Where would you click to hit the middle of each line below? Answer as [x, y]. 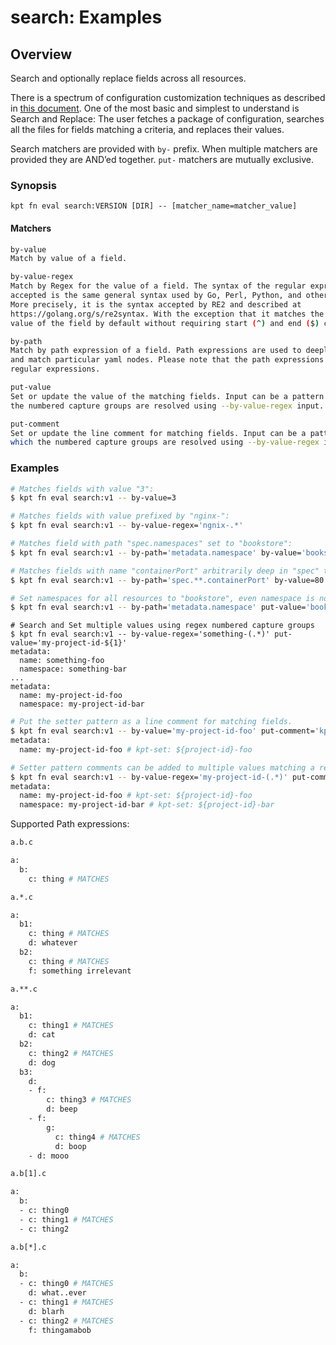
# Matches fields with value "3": [82, 489]
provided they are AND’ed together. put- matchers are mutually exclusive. [162, 159]
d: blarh [46, 1311]
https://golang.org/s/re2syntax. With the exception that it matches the [167, 314]
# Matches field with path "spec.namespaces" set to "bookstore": [151, 544]
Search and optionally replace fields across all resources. [128, 78]
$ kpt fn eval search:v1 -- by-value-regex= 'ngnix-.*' [127, 526]
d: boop [70, 1146]
